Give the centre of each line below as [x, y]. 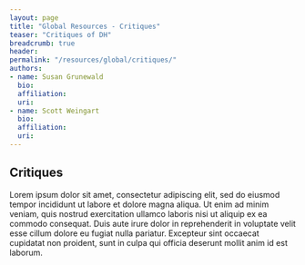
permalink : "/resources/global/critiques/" [93, 60]
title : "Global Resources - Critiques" [85, 26]
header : [24, 52]
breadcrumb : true [42, 43]
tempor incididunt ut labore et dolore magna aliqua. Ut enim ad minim [139, 204]
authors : [26, 69]
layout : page [34, 18]
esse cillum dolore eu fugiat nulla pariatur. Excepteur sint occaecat [134, 233]
